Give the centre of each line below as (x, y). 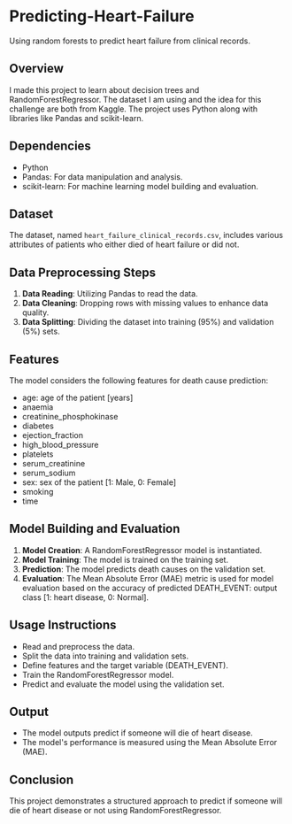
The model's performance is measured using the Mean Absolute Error (150, 743)
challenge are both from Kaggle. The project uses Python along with (134, 109)
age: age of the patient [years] (77, 397)
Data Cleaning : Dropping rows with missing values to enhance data (145, 304)
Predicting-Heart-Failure (102, 16)
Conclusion (42, 779)
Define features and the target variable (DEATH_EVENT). (125, 665)
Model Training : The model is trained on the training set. (125, 559)
